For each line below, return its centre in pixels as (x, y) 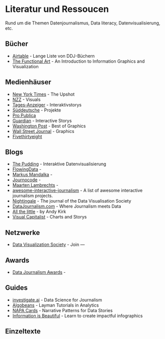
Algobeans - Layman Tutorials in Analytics (56, 305)
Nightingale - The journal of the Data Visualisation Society (72, 201)
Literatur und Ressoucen (57, 9)
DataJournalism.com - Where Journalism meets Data (67, 206)
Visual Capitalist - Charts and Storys (49, 217)
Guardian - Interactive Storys (42, 120)
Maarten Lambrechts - (35, 185)
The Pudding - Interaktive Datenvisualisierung (59, 164)
